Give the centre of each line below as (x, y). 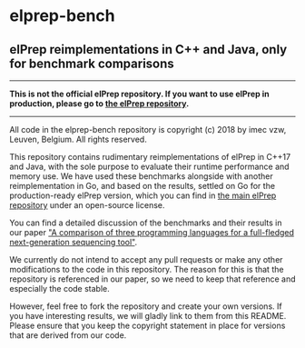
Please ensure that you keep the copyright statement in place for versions (148, 325)
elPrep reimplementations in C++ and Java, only (148, 50)
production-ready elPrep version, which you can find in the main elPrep (143, 195)
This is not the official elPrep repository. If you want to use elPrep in (139, 94)
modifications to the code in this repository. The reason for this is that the (147, 269)
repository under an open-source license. (87, 205)
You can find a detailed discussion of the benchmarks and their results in (146, 223)
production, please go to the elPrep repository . (99, 104)
